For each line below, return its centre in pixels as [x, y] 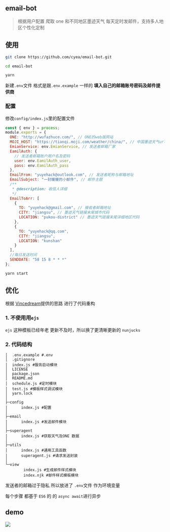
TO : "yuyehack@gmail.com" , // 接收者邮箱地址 [65, 208]
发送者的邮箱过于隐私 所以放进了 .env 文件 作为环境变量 [63, 485]
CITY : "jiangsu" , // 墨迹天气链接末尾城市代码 [64, 213]
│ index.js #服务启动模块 [31, 365]
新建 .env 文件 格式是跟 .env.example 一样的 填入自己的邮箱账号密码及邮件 [81, 86]
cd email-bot [19, 66]
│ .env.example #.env [29, 355]
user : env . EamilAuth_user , [43, 161]
